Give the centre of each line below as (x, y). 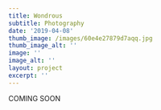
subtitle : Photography (46, 23)
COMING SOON (35, 98)
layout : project (35, 68)
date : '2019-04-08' (41, 31)
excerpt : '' (28, 75)
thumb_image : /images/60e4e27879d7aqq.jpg (80, 38)
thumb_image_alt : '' (43, 46)
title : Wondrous (35, 16)
